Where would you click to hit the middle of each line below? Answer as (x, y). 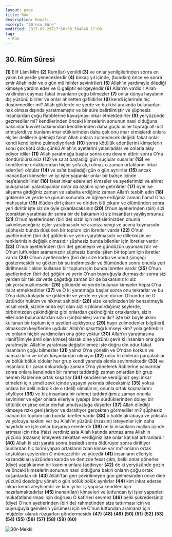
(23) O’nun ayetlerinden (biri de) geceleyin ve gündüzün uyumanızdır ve (82, 246)
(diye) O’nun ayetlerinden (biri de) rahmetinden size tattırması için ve (78, 503)
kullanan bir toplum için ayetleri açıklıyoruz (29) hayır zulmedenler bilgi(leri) (85, 323)
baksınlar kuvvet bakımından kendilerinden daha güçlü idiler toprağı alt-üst (84, 126)
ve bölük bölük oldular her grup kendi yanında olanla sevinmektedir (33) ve (85, 361)
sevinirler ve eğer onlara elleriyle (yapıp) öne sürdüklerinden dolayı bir (79, 399)
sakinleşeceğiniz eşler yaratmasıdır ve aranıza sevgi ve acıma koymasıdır (83, 224)
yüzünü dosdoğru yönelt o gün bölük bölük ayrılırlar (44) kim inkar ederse (83, 481)
